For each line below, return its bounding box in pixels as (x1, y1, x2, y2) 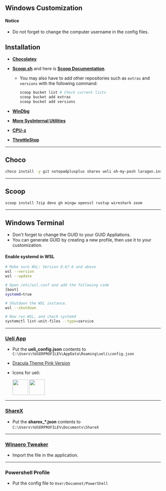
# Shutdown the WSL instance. (5, 301, 68, 306)
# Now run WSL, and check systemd (5, 314, 77, 319)
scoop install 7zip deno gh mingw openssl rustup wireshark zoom (5, 200, 142, 205)
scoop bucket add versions (19, 99, 76, 104)
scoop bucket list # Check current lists (19, 90, 106, 95)
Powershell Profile (5, 469, 50, 476)
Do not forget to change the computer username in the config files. (12, 29, 149, 35)
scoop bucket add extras (19, 95, 71, 100)
